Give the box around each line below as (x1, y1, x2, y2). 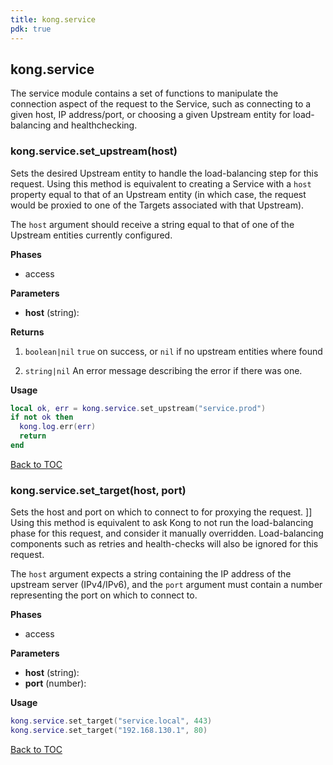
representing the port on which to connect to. (10, 589, 198, 601)
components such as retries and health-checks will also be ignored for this (10, 538, 319, 550)
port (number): (24, 677, 87, 690)
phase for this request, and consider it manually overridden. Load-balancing (10, 527, 324, 540)
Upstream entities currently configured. (10, 229, 173, 241)
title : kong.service (10, 14, 97, 25)
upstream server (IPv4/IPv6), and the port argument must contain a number (10, 579, 323, 591)
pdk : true (10, 24, 52, 34)
